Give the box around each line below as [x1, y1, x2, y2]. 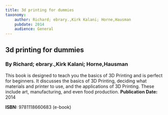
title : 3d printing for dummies [5, 7, 74, 13]
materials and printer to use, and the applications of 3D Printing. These [5, 83, 155, 89]
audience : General [14, 27, 54, 32]
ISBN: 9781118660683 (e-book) [5, 104, 71, 110]
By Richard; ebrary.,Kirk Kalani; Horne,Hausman [5, 61, 129, 68]
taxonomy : [5, 12, 27, 17]
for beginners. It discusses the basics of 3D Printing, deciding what [5, 78, 147, 84]
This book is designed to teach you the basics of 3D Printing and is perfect [5, 72, 163, 78]
